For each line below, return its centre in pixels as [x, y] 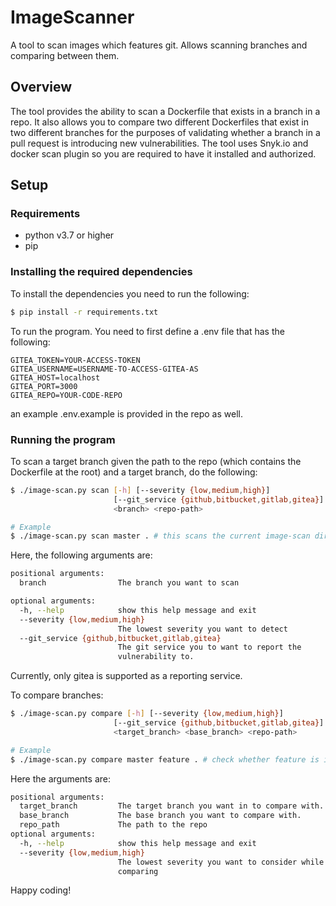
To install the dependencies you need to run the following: [130, 293]
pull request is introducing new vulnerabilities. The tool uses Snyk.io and [159, 143]
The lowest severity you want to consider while [221, 862]
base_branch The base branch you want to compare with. [160, 816]
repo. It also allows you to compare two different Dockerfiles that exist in [160, 122]
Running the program [63, 439]
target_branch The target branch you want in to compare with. [172, 806]
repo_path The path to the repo [113, 825]
